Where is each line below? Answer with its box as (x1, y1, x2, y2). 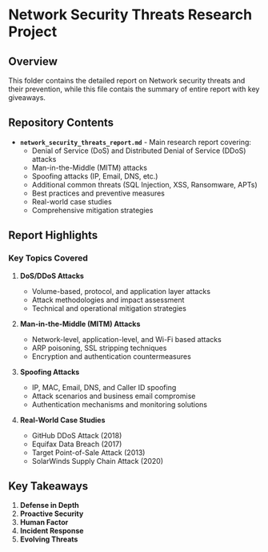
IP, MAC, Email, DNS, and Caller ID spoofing (31, 382, 177, 392)
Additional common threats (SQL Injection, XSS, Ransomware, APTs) (31, 179, 258, 189)
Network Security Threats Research (8, 6, 253, 24)
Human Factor (19, 518, 69, 527)
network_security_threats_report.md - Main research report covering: (19, 137, 252, 147)
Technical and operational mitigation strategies (31, 303, 186, 313)
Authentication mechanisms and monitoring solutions (31, 399, 208, 409)
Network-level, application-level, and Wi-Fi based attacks (31, 334, 222, 344)
